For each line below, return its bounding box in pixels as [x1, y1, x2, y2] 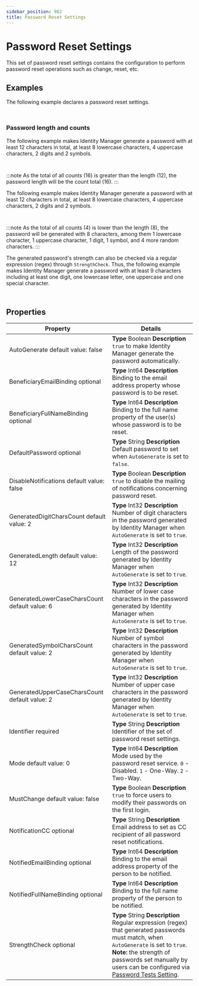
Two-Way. [111, 774, 142, 783]
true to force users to [111, 791, 172, 799]
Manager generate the [111, 349, 174, 358]
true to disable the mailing [111, 477, 185, 485]
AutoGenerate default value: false [9, 346, 102, 354]
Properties [6, 307, 46, 317]
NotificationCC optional [9, 827, 75, 835]
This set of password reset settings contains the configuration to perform [6, 59, 185, 66]
